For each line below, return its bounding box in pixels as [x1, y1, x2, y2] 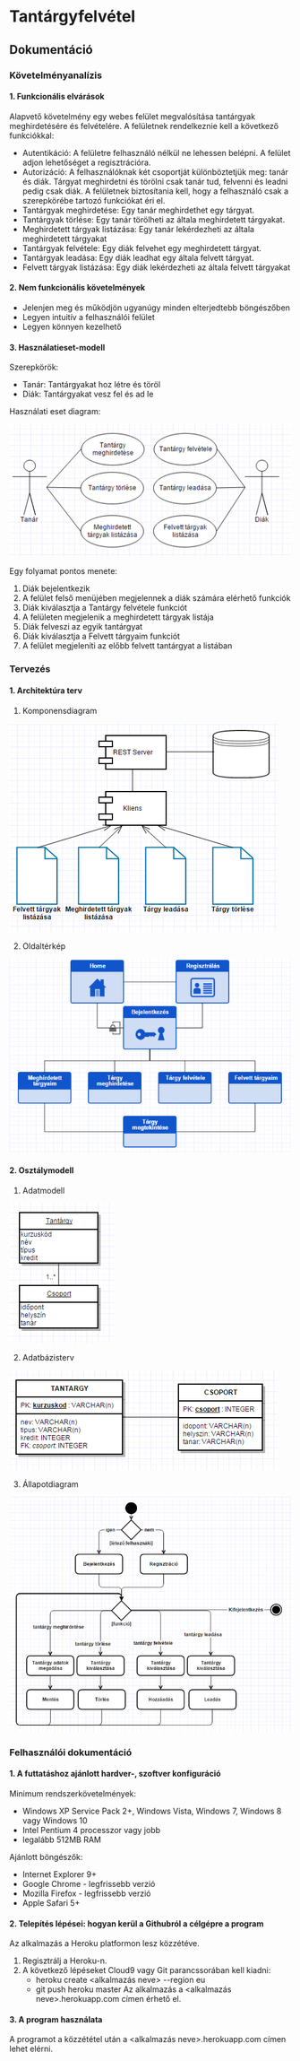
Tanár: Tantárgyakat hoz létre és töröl [21, 379, 161, 390]
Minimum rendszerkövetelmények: [9, 1787, 137, 1799]
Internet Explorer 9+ [21, 1868, 97, 1880]
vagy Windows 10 [21, 1814, 88, 1826]
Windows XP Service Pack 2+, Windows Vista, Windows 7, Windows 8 [21, 1805, 282, 1816]
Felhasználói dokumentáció [9, 1746, 133, 1759]
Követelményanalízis [9, 69, 103, 82]
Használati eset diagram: [9, 406, 101, 417]
